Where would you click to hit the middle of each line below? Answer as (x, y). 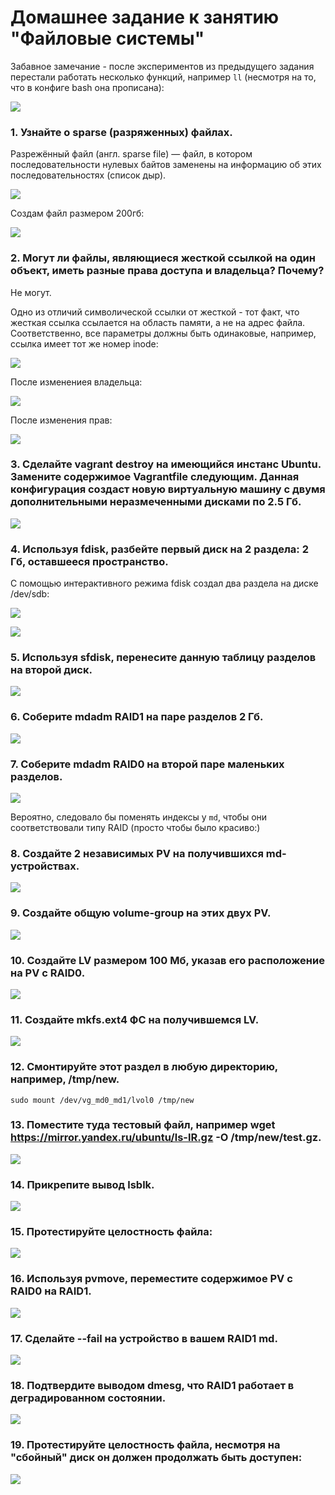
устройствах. (45, 866)
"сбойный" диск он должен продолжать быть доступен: (156, 1458)
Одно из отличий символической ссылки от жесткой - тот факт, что (155, 312)
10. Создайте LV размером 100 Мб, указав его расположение (167, 960)
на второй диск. (51, 670)
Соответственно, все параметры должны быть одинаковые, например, (163, 333)
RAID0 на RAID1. (51, 1291)
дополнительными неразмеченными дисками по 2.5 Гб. (156, 502)
